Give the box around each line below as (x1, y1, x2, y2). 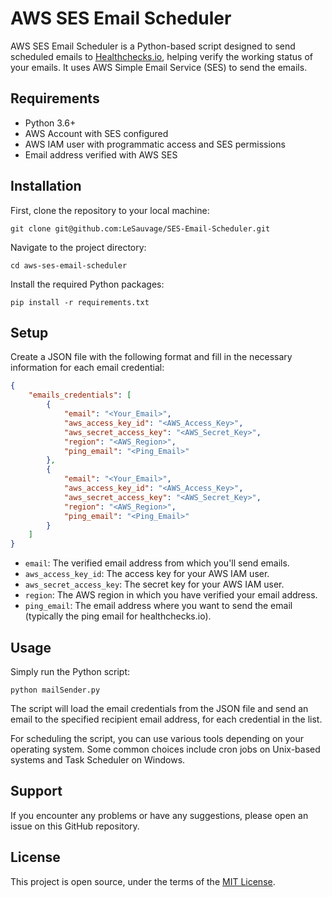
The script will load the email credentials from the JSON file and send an (10, 702, 309, 714)
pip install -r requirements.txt (10, 297, 150, 307)
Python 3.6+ (24, 117, 77, 129)
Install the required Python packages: (10, 278, 165, 290)
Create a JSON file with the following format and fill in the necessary (10, 351, 293, 363)
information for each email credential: (10, 362, 165, 374)
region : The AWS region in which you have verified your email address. (24, 589, 318, 601)
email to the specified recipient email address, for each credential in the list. (10, 713, 323, 725)
